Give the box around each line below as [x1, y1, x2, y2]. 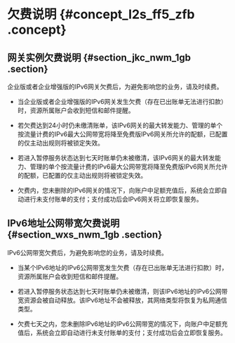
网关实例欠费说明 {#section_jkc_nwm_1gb [7, 51, 192, 63]
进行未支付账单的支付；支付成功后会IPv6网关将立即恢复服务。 [23, 195, 203, 203]
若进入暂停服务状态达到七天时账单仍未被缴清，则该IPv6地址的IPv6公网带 [17, 287, 228, 295]
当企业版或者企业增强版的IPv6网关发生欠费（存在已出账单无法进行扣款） [17, 98, 228, 105]
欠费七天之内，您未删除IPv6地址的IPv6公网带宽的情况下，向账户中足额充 [17, 319, 228, 328]
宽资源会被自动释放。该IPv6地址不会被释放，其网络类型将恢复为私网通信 [17, 296, 228, 304]
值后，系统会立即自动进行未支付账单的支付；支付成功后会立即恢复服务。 [17, 328, 227, 337]
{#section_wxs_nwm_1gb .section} [7, 229, 163, 241]
